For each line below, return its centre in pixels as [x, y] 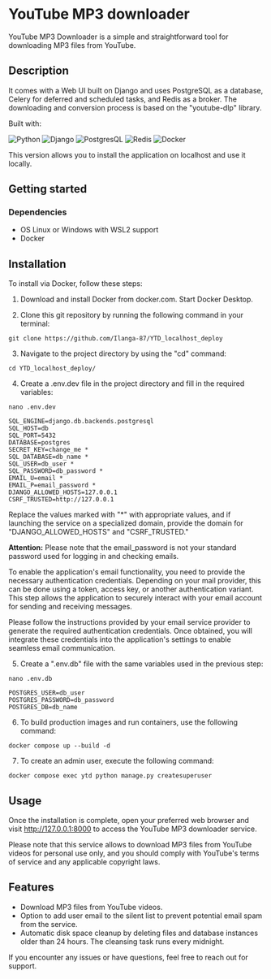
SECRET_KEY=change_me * [49, 450]
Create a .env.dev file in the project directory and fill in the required [132, 383]
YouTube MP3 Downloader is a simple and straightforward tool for [118, 37]
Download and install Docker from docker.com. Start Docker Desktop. [137, 299]
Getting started [48, 189]
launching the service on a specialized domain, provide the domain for [126, 523]
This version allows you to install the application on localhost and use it [127, 154]
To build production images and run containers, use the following [129, 722]
